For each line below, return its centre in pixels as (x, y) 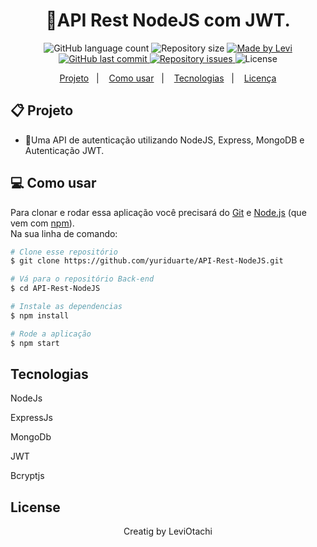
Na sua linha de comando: (64, 233)
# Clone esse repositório (64, 252)
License (35, 507)
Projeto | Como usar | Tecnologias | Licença (168, 78)
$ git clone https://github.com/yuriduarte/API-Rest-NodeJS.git (147, 261)
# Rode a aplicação (51, 334)
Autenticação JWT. (64, 150)
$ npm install (40, 315)
